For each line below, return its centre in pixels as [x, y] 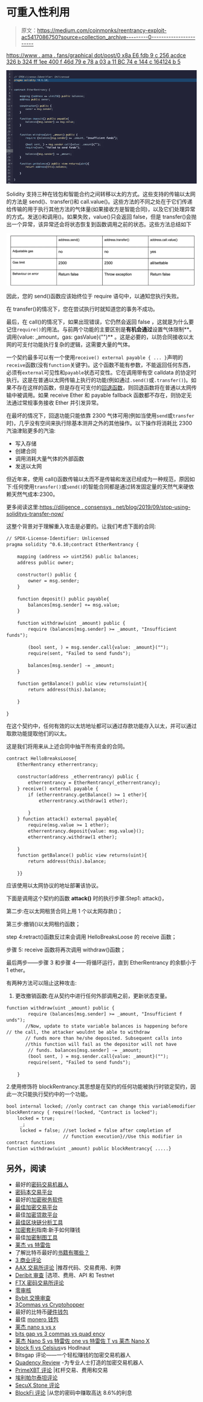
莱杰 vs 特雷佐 [33, 1245]
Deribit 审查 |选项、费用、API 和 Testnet [65, 1275]
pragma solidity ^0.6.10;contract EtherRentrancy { [72, 544]
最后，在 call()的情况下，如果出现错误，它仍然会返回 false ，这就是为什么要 [100, 322]
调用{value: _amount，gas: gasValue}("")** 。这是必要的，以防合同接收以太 [100, 337]
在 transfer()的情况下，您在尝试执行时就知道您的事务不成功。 [82, 308]
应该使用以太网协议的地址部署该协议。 [54, 885]
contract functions [31, 1143]
